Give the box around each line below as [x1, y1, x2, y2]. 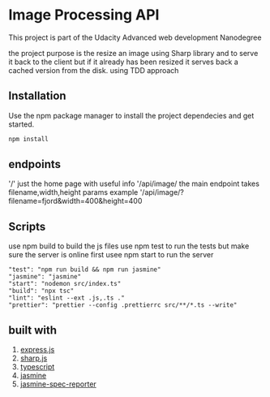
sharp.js [19, 353, 48, 363]
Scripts [8, 219, 46, 233]
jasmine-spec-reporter [19, 379, 97, 389]
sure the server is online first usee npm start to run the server [8, 250, 214, 260]
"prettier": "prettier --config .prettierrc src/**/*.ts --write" [8, 301, 238, 309]
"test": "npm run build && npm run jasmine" [8, 265, 161, 274]
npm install [8, 135, 49, 143]
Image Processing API [8, 6, 160, 24]
